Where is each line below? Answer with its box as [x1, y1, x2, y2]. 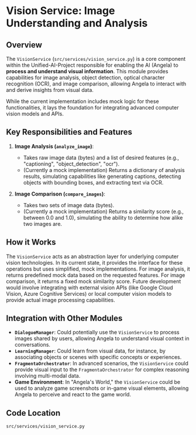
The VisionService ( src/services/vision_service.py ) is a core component [6, 56, 186, 62]
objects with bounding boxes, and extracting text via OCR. [23, 179, 164, 186]
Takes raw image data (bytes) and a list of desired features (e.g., [23, 154, 180, 161]
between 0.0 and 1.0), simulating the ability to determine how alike [23, 214, 183, 221]
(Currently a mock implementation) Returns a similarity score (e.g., [23, 208, 184, 215]
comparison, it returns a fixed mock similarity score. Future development [6, 278, 181, 285]
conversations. [14, 341, 51, 348]
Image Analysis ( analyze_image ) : [14, 142, 94, 150]
